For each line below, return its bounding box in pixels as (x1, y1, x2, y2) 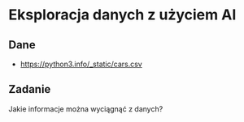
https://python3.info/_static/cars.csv (20, 59, 142, 69)
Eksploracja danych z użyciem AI (8, 6, 237, 24)
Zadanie (8, 82, 51, 96)
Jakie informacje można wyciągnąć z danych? (8, 103, 163, 114)
